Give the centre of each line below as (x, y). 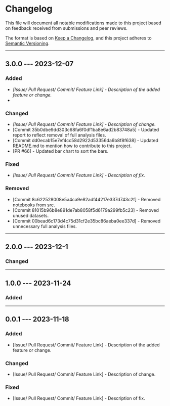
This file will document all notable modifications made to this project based (83, 23)
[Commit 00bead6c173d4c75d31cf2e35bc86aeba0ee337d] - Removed (87, 221)
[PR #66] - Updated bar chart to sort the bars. (60, 151)
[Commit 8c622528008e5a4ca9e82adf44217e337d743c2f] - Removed (87, 199)
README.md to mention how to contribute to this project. (72, 146)
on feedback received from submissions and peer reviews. (67, 28)
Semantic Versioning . (27, 43)
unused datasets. (31, 215)
